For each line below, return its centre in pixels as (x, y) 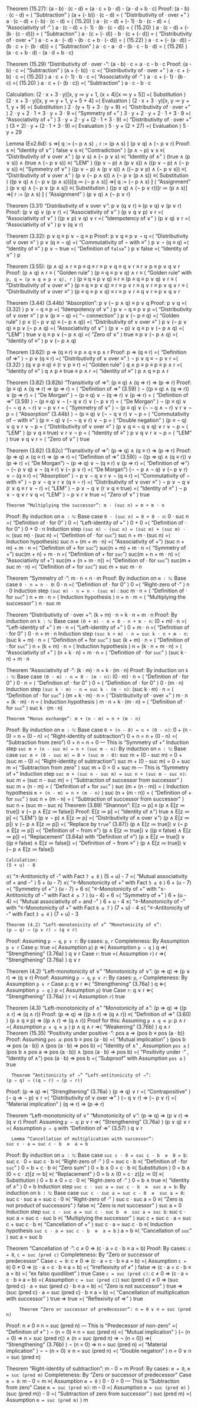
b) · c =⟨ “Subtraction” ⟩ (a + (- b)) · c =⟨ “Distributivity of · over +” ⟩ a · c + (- (99, 70)
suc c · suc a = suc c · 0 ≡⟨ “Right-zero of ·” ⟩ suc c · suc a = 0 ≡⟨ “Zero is (95, 1199)
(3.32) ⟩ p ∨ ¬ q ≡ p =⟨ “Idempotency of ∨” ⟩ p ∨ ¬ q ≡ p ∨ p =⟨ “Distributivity (99, 309)
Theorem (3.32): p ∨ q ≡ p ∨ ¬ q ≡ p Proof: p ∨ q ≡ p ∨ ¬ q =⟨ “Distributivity (97, 236)
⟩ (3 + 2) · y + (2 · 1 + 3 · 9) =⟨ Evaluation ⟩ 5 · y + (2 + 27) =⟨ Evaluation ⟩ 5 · (98, 126)
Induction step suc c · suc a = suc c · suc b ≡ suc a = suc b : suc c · (96, 1212)
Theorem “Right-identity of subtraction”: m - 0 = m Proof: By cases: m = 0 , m (98, 1368)
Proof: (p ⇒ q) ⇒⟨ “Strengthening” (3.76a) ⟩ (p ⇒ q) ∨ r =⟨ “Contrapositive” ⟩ (98, 1092)
